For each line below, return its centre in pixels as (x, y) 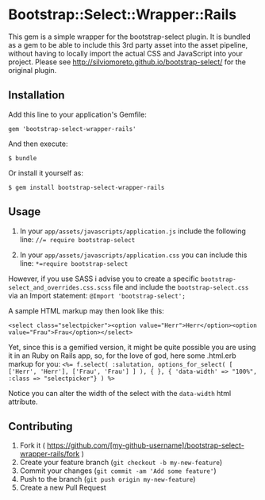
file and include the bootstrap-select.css (181, 287)
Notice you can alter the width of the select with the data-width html (120, 393)
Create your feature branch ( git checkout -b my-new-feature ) (121, 463)
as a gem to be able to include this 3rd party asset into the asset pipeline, (128, 44)
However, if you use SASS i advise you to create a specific (104, 279)
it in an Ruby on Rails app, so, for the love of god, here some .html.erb (122, 356)
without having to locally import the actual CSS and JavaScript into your (126, 53)
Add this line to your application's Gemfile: (77, 114)
